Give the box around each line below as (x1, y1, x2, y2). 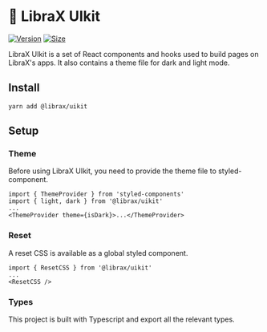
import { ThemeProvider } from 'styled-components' (8, 190, 184, 199)
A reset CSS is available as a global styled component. (8, 248, 188, 257)
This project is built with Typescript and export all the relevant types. (8, 314, 235, 324)
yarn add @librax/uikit (8, 102, 88, 111)
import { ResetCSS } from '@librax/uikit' (8, 264, 152, 272)
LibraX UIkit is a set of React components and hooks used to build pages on (8, 49, 259, 59)
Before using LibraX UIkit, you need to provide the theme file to (8, 166, 216, 176)
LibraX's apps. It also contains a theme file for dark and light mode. (8, 58, 230, 67)
